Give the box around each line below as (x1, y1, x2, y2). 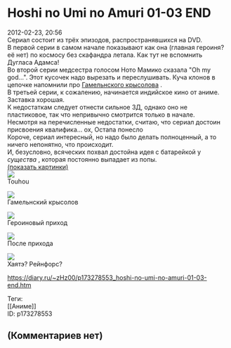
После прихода (7, 239, 54, 247)
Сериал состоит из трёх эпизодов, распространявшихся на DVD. (7, 35, 202, 44)
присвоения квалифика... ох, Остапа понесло (7, 125, 144, 134)
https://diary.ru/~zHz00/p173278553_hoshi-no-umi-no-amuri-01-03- (7, 273, 207, 282)
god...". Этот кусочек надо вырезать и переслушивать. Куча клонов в (7, 72, 216, 82)
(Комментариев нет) (7, 330, 103, 342)
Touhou (7, 177, 29, 186)
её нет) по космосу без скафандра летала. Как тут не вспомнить (7, 51, 203, 59)
